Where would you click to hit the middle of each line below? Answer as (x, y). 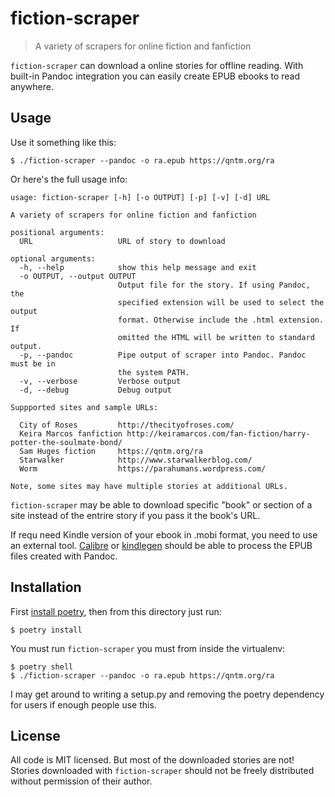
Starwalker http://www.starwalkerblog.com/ (136, 460)
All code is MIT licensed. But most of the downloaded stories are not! (152, 760)
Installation (46, 587)
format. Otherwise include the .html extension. (221, 320)
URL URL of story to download (122, 241)
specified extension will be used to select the (221, 302)
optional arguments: (53, 258)
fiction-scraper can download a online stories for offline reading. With (157, 65)
